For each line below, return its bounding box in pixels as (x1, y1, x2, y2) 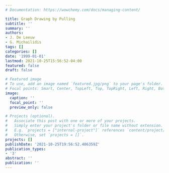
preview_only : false (10, 105, 53, 110)
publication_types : (5, 146, 46, 151)
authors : (5, 31, 24, 36)
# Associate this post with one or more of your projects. (5, 118, 136, 123)
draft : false (5, 68, 33, 73)
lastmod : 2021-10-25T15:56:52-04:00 (5, 58, 82, 63)
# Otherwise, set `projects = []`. (5, 132, 84, 137)
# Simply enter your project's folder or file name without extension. (5, 123, 163, 128)
